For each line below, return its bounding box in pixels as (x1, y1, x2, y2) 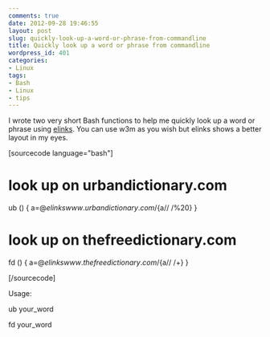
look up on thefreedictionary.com (8, 231, 237, 250)
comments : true (8, 11, 59, 20)
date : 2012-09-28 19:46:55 (8, 19, 99, 27)
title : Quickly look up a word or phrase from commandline (8, 42, 211, 50)
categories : (8, 57, 48, 65)
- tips (8, 94, 31, 102)
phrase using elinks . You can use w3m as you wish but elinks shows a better (8, 124, 262, 134)
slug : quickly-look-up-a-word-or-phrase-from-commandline (8, 34, 207, 43)
